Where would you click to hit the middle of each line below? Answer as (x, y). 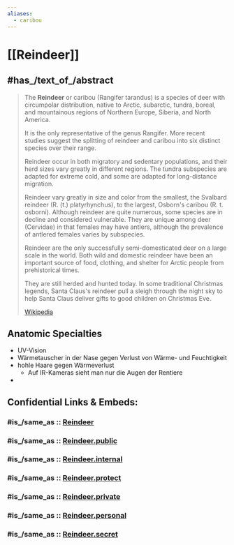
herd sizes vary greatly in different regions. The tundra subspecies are (125, 169)
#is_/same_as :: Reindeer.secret (63, 535)
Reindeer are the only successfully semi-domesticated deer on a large (125, 248)
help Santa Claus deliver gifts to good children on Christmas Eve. (118, 298)
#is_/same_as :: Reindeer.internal (65, 459)
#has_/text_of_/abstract (60, 81)
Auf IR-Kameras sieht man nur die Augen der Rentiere (105, 373)
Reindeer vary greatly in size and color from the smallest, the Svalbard (125, 197)
